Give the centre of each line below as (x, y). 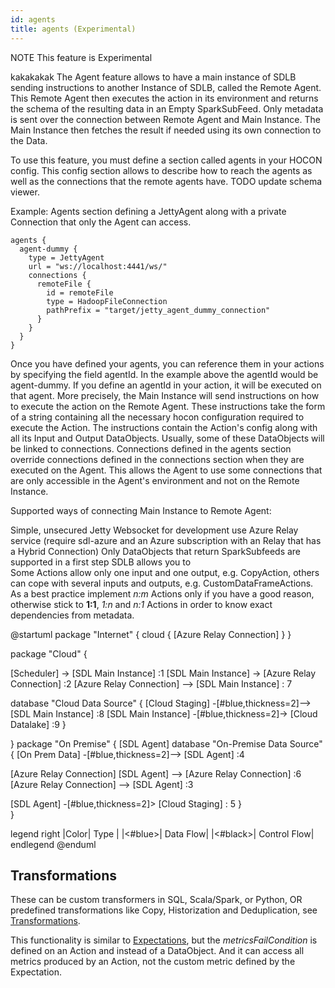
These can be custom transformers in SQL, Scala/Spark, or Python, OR (156, 900)
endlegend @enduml (53, 844)
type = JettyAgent (66, 257)
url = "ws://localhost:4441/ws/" (98, 266)
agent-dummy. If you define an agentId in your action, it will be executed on (166, 385)
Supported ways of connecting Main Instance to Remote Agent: (141, 510)
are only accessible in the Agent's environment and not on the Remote (155, 480)
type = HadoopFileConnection (107, 301)
